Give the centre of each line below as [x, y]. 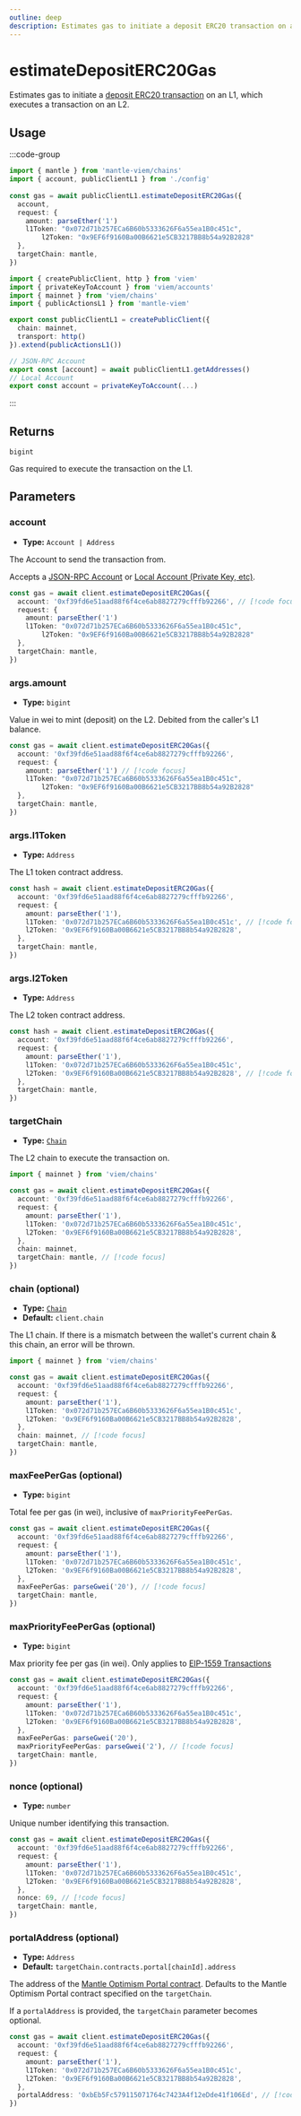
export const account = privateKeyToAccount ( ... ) [104, 386]
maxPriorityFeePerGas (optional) [82, 1626]
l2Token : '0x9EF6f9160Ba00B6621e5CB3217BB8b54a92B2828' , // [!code [154, 1073]
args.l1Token [38, 835]
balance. [26, 729]
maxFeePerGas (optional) [66, 1475]
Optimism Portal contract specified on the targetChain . [111, 1994]
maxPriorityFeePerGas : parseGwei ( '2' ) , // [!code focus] [126, 1747]
